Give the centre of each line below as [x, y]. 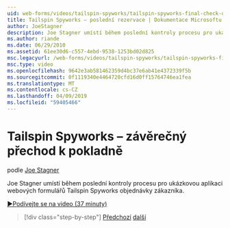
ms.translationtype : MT [41, 84]
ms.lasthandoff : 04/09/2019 [47, 97]
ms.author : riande [33, 39]
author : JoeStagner [35, 26]
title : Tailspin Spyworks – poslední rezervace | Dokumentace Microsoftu [115, 20]
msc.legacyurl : [29, 58]
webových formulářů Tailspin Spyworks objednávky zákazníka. [96, 190]
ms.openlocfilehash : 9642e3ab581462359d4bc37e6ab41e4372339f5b [99, 71]
